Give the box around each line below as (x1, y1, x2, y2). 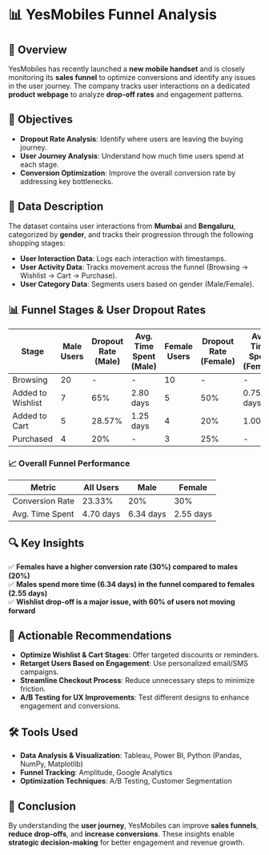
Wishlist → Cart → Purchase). (19, 271, 118, 280)
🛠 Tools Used (8, 725, 78, 739)
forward (8, 605, 36, 616)
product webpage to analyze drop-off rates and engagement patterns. (8, 90, 244, 99)
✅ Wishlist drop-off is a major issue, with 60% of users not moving (8, 596, 235, 606)
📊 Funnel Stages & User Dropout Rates (8, 303, 207, 317)
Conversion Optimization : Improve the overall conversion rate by (19, 168, 236, 178)
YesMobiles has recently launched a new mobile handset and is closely (8, 64, 246, 74)
